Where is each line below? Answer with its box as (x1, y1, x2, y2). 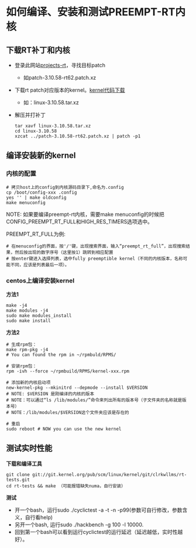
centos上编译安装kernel (6, 276, 75, 284)
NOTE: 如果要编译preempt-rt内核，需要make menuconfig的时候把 (6, 211, 165, 218)
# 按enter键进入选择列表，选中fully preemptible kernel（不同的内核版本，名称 (6, 256, 183, 261)
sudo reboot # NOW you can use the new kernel (6, 426, 122, 432)
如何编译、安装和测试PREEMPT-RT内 (6, 5, 186, 19)
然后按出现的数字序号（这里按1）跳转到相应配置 (14, 249, 114, 255)
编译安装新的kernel (6, 150, 76, 161)
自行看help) (25, 513, 53, 521)
